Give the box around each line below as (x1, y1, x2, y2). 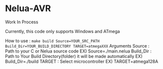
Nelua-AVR (5, 3, 51, 14)
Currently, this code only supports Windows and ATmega (5, 28, 120, 34)
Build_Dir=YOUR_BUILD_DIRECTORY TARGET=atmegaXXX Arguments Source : (5, 43, 150, 49)
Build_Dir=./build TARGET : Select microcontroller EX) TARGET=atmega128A (5, 58, 158, 64)
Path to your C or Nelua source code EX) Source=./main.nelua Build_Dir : (5, 48, 152, 54)
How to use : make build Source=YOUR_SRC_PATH (5, 37, 100, 44)
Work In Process (5, 19, 38, 25)
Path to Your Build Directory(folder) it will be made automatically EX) (5, 53, 143, 59)
